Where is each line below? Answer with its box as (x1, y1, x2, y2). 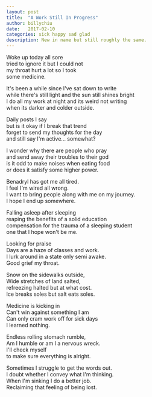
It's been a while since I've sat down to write (6, 85, 117, 92)
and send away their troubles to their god (6, 153, 109, 161)
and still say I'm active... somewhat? (6, 135, 96, 142)
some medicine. (6, 73, 46, 80)
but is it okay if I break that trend (6, 122, 87, 129)
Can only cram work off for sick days (6, 315, 98, 322)
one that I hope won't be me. (6, 229, 78, 235)
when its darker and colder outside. (6, 104, 95, 111)
